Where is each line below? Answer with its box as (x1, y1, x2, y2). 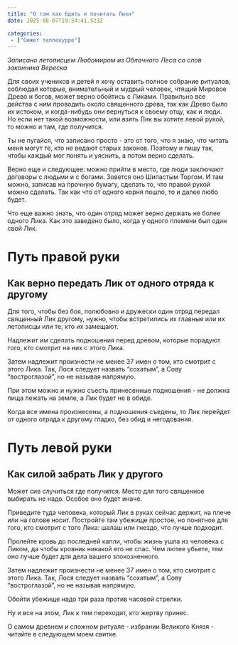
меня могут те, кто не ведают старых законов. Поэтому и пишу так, (7, 143, 215, 153)
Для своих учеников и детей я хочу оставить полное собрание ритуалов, (7, 77, 231, 86)
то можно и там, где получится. (7, 122, 104, 131)
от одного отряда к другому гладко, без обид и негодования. (7, 415, 194, 423)
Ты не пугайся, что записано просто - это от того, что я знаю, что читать (7, 136, 229, 145)
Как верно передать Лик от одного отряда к (7, 277, 215, 289)
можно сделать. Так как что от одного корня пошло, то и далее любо (7, 188, 219, 196)
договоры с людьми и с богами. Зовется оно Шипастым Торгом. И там (7, 173, 224, 181)
